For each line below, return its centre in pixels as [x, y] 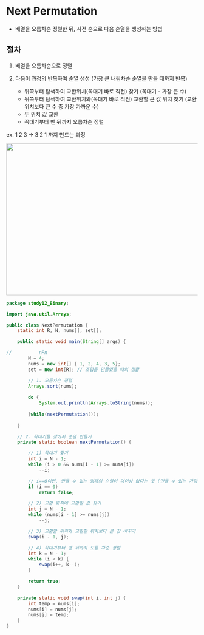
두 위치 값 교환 [41, 114]
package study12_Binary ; [38, 303]
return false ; [56, 492]
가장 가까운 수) [82, 106]
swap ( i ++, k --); [59, 565]
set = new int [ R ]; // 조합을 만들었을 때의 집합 [84, 369]
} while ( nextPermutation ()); [63, 414]
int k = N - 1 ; [47, 554]
